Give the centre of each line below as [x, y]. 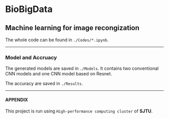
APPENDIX [17, 99]
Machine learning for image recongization [72, 28]
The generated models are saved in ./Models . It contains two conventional [82, 68]
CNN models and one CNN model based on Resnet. [59, 74]
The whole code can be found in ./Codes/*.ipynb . [57, 40]
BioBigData [29, 9]
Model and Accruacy [31, 57]
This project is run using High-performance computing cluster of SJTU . [79, 111]
